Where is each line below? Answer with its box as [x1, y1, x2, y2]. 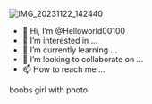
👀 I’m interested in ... [21, 36, 98, 45]
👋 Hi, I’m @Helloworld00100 [21, 26, 126, 36]
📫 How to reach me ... [21, 64, 106, 75]
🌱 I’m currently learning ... [21, 44, 118, 55]
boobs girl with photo [9, 84, 88, 95]
